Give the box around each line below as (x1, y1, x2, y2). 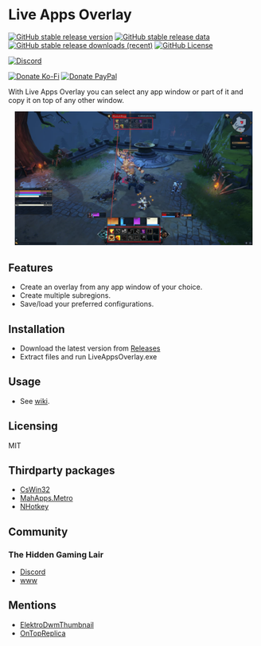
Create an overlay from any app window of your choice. (19, 282, 203, 292)
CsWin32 (19, 485, 50, 494)
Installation (8, 322, 65, 336)
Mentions (8, 599, 57, 612)
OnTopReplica (19, 628, 66, 638)
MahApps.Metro (19, 493, 73, 503)
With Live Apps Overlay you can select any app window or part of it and (8, 86, 244, 97)
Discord (19, 567, 46, 577)
